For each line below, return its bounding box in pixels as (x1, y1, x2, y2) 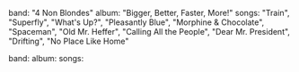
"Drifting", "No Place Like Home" (8, 36, 129, 46)
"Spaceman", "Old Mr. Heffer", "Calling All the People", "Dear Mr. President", (8, 27, 291, 36)
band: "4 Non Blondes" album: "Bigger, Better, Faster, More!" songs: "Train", (8, 8, 290, 18)
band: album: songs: (8, 53, 84, 63)
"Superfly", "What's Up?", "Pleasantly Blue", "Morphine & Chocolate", (8, 17, 265, 28)
